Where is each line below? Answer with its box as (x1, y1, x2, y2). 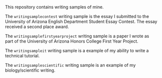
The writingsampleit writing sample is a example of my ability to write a (5, 48, 149, 53)
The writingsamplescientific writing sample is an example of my (5, 62, 136, 68)
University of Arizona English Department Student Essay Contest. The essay (5, 19, 158, 24)
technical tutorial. (5, 53, 40, 59)
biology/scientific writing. (5, 67, 56, 73)
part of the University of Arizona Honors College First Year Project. (5, 38, 139, 44)
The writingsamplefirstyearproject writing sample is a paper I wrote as (5, 33, 149, 39)
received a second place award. (5, 24, 69, 30)
